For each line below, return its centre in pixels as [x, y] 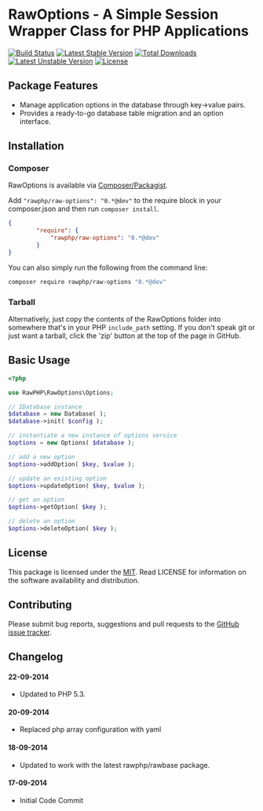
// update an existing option [58, 478]
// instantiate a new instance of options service [93, 436]
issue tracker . [30, 632]
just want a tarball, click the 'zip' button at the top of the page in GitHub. [125, 336]
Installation [36, 146]
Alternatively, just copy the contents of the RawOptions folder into [115, 318]
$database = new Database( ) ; [58, 414]
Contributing [40, 605]
